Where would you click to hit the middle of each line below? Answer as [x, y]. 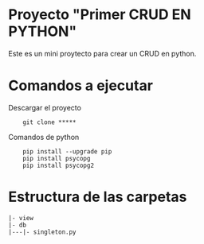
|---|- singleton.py [43, 232]
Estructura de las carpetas [98, 197]
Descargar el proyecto [45, 107]
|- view [21, 218]
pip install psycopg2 [58, 165]
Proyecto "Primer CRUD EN [100, 15]
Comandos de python [44, 137]
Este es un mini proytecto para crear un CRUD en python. [102, 53]
